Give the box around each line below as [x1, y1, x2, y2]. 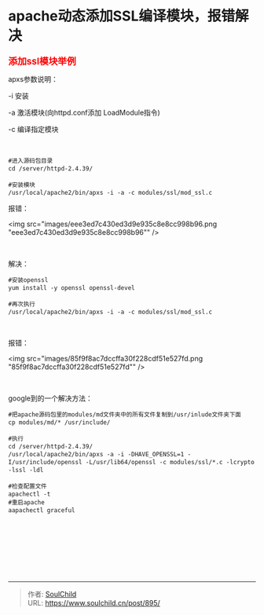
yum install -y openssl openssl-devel [8, 284, 135, 291]
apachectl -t [8, 490, 51, 498]
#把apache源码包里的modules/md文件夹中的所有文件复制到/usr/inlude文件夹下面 [8, 410, 241, 419]
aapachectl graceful [8, 506, 76, 514]
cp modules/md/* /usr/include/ [8, 418, 111, 426]
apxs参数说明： [8, 74, 59, 83]
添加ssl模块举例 [8, 55, 76, 68]
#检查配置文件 [8, 482, 47, 490]
